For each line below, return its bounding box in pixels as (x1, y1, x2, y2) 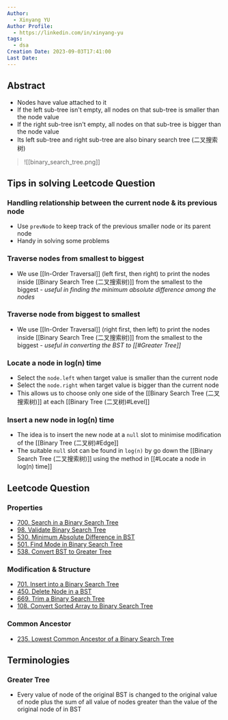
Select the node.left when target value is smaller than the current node (16, 374, 218, 382)
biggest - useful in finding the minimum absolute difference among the (16, 285, 216, 293)
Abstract (7, 80, 46, 92)
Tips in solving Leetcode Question (7, 177, 156, 189)
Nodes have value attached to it (16, 98, 107, 106)
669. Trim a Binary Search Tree (16, 595, 105, 603)
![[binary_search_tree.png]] (23, 158, 100, 166)
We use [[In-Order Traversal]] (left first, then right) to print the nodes (16, 269, 210, 277)
